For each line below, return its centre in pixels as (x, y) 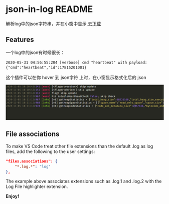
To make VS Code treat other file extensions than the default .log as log (79, 146)
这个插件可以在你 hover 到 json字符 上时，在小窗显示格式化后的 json (76, 77)
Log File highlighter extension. (37, 186)
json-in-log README (49, 9)
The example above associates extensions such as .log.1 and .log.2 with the (84, 181)
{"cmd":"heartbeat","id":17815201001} (46, 67)
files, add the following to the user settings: (50, 151)
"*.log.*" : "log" (33, 166)
